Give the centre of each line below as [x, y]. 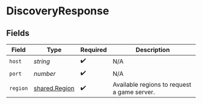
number [45, 74]
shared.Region [54, 88]
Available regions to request [152, 85]
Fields [18, 33]
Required [93, 50]
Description [153, 50]
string [42, 61]
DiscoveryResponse [58, 11]
